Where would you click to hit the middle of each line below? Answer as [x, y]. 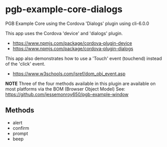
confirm [21, 128]
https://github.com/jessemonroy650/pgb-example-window [67, 94]
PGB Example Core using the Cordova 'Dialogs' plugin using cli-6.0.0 [77, 23]
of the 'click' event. [25, 64]
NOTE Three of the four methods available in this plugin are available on [80, 83]
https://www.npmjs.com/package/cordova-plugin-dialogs [73, 48]
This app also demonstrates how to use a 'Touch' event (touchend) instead [84, 58]
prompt [20, 133]
